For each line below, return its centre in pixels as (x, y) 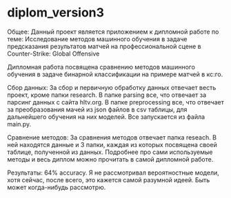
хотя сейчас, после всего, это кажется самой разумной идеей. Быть (109, 179)
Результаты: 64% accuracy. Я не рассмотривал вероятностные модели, (113, 173)
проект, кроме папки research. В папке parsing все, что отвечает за (107, 95)
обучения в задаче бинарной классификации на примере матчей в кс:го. (115, 74)
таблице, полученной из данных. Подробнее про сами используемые (110, 152)
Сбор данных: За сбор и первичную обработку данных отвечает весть (112, 87)
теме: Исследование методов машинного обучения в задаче (97, 38)
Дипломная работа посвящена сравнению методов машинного (101, 67)
